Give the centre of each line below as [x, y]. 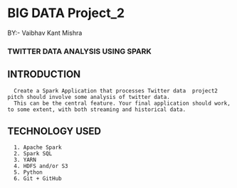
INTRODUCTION [44, 74]
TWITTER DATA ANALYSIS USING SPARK [79, 51]
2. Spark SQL [33, 154]
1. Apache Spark [38, 147]
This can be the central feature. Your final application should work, [122, 103]
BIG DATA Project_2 [66, 13]
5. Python [28, 172]
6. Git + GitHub [38, 179]
